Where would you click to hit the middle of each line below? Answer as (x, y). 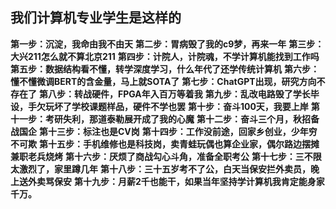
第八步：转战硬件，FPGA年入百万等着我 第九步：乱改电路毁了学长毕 (179, 94)
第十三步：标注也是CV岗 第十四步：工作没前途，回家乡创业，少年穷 (178, 131)
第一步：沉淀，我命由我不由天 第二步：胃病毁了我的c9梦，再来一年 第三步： (167, 44)
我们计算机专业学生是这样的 (96, 18)
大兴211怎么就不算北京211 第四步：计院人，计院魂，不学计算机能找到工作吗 (165, 56)
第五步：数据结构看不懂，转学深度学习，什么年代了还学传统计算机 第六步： (165, 69)
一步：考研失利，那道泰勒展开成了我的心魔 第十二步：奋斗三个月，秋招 (164, 119)
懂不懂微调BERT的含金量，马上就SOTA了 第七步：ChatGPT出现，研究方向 (163, 81)
